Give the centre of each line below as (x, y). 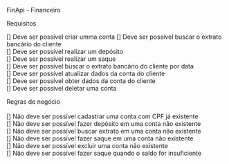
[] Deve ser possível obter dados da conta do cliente (81, 81)
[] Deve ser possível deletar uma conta (62, 88)
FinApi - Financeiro (34, 10)
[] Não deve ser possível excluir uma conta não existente (88, 146)
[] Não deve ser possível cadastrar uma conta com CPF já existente (102, 116)
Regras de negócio (33, 102)
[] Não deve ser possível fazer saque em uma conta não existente (100, 138)
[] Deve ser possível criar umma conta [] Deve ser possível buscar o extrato (114, 37)
